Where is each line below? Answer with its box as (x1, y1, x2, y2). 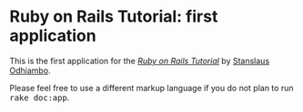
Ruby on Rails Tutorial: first (9, 6, 218, 27)
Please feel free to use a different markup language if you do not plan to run (9, 82, 294, 93)
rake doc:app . (9, 92, 70, 103)
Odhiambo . (9, 65, 52, 76)
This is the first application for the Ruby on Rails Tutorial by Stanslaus (9, 55, 270, 66)
